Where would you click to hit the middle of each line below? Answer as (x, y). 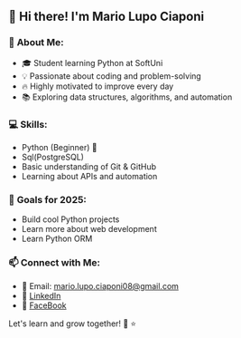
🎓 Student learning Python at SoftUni (92, 63)
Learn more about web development (89, 229)
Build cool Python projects (70, 219)
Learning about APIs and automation (89, 176)
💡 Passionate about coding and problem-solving (111, 76)
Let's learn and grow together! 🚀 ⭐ (73, 324)
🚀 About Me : (36, 43)
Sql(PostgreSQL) (53, 157)
